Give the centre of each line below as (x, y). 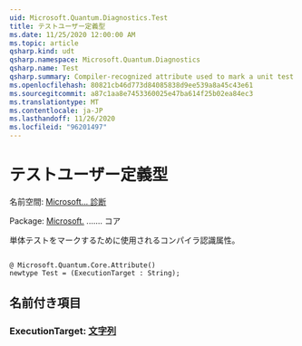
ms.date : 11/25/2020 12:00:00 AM (73, 34)
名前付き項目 (45, 303)
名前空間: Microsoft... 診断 (58, 201)
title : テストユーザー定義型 (58, 26)
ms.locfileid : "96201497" (58, 128)
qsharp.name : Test (44, 69)
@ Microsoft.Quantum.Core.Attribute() (83, 265)
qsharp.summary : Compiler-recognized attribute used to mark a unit (141, 77)
